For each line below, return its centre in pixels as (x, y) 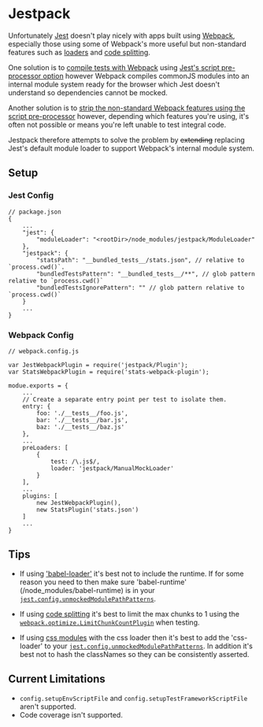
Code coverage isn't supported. (71, 714)
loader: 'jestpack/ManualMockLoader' (112, 468)
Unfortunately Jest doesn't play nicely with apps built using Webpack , (122, 35)
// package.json (35, 212)
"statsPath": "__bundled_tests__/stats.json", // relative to (141, 260)
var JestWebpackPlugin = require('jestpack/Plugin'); (98, 365)
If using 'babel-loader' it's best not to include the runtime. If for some (131, 573)
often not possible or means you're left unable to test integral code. (117, 124)
